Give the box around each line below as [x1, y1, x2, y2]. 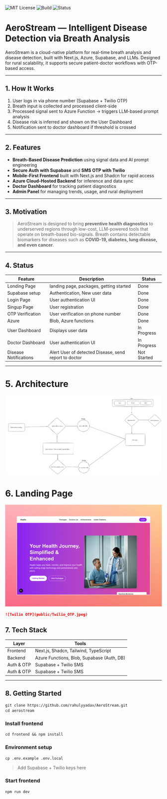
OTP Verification [7, 311, 41, 317]
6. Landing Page [5, 487, 73, 499]
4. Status [5, 261, 34, 270]
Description [79, 276, 104, 282]
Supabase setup [7, 290, 41, 296]
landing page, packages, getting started [49, 283, 131, 289]
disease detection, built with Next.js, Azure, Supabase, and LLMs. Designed [5, 54, 161, 60]
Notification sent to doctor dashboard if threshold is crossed [12, 124, 136, 130]
